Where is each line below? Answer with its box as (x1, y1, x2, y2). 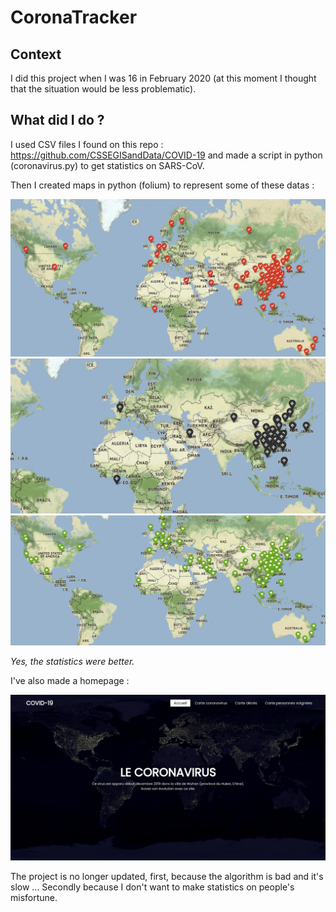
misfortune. (10, 891, 58, 903)
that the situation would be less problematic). (10, 83, 197, 95)
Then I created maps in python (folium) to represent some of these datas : (10, 179, 315, 191)
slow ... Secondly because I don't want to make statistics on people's (10, 881, 295, 893)
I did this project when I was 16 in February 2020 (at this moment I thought (10, 72, 317, 84)
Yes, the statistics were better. (10, 655, 135, 667)
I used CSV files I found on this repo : (10, 138, 164, 150)
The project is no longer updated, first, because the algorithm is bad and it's (10, 870, 324, 882)
